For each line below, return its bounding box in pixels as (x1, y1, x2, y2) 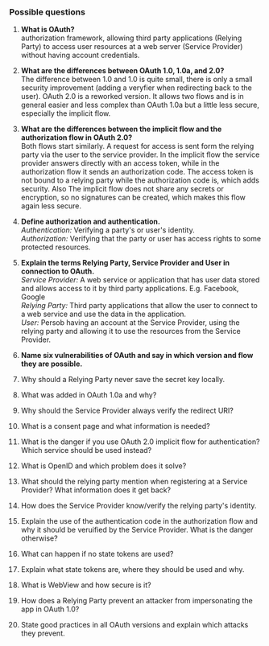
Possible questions (9, 6, 85, 18)
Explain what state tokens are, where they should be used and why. (20, 565, 245, 574)
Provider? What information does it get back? (20, 485, 172, 495)
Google (20, 292, 46, 302)
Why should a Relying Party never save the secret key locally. (20, 375, 226, 385)
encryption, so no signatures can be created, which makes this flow (20, 192, 246, 203)
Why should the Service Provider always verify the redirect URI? (20, 405, 234, 416)
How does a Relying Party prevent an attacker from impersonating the (20, 596, 253, 606)
